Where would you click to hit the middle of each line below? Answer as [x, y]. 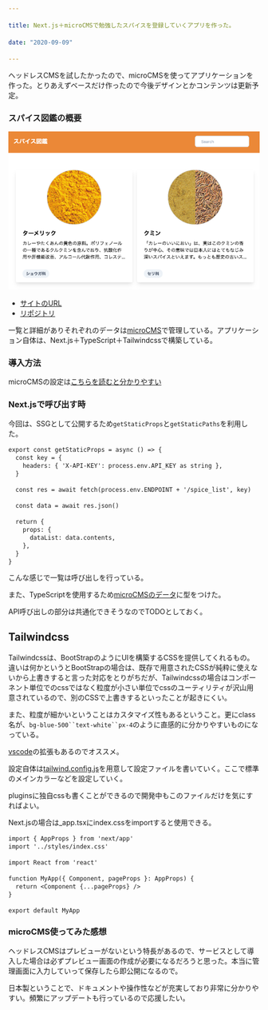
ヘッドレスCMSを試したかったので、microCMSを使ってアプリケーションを [131, 75]
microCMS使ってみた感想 [58, 932]
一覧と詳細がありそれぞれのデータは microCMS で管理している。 [113, 330]
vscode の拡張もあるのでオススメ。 [66, 751]
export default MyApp [44, 910]
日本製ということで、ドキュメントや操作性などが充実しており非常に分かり [130, 988]
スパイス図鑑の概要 [45, 118]
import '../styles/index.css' [59, 846]
